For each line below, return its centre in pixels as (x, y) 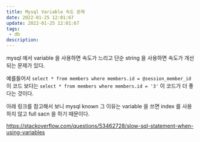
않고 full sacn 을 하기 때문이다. (54, 114)
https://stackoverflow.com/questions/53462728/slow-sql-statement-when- (100, 126)
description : (23, 40)
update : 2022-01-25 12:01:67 (43, 23)
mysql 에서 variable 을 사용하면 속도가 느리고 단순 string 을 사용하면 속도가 (95, 58)
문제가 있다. (31, 65)
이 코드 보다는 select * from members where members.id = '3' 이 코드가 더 (97, 86)
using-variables (26, 132)
